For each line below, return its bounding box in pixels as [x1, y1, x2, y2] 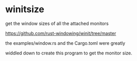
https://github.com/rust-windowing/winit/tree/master [5, 30, 116, 36]
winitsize [5, 4, 44, 15]
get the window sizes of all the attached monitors [5, 20, 109, 26]
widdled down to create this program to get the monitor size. [5, 50, 132, 56]
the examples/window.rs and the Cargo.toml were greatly [5, 40, 126, 46]
